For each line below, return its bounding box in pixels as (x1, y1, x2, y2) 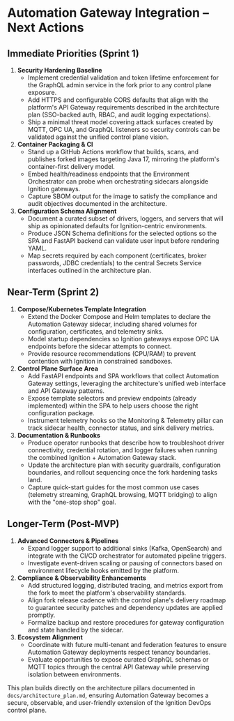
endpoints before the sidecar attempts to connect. (27, 342, 172, 350)
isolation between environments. (27, 670, 122, 678)
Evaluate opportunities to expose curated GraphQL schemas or (27, 655, 209, 664)
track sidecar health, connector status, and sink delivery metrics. (27, 424, 214, 432)
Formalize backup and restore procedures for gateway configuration (27, 618, 224, 626)
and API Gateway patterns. (27, 386, 105, 395)
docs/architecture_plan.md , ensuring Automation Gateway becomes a (7, 691, 209, 699)
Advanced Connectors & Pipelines (17, 536, 119, 545)
